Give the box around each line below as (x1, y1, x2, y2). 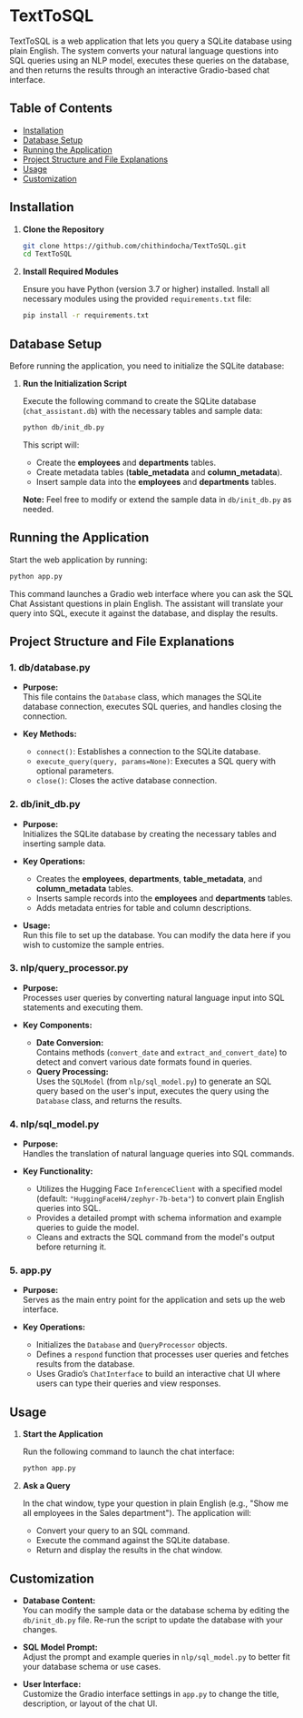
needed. (22, 503, 54, 514)
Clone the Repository (22, 224, 104, 235)
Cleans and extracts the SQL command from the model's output (35, 1232, 275, 1243)
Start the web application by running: (9, 554, 148, 565)
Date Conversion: (35, 1036, 104, 1047)
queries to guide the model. (35, 1222, 140, 1233)
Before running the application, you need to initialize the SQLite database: (9, 360, 285, 371)
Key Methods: (22, 729, 77, 740)
